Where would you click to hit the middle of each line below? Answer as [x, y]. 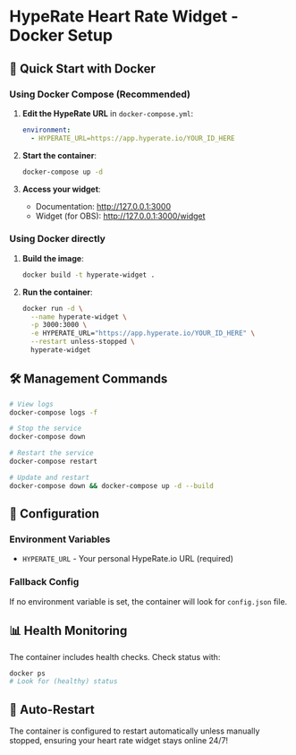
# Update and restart [50, 477]
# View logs [31, 404]
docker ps [28, 673]
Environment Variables [60, 539]
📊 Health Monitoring [68, 631]
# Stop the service [46, 429]
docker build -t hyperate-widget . [89, 275]
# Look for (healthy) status [63, 682]
